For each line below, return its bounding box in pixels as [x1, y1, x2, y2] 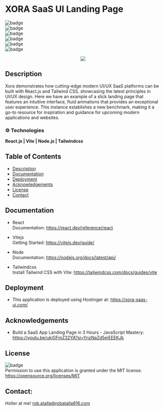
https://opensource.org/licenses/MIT [5, 373, 80, 379]
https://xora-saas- [110, 297, 148, 303]
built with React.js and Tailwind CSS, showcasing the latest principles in [5, 88, 151, 94]
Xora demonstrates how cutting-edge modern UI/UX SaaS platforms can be [5, 83, 159, 89]
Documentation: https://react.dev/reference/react [12, 224, 113, 231]
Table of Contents [5, 153, 62, 161]
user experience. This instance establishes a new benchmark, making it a [5, 104, 155, 110]
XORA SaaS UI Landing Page [5, 3, 123, 15]
